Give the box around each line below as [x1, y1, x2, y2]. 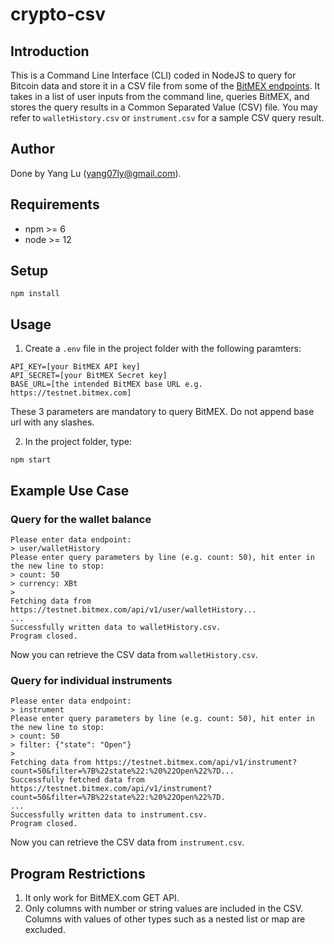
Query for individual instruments [10, 673, 173, 687]
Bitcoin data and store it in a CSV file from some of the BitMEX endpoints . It [10, 80, 321, 92]
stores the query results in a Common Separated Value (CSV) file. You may [10, 101, 318, 113]
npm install [10, 289, 60, 299]
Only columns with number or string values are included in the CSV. [24, 903, 304, 915]
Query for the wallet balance [10, 512, 152, 526]
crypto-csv [10, 3, 107, 26]
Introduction [10, 43, 90, 60]
